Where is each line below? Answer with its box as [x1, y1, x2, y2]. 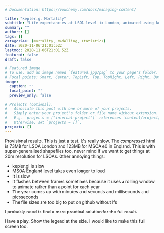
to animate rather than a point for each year [12, 184, 100, 190]
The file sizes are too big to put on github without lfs [12, 199, 117, 205]
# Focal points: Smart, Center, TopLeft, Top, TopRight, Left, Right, [5, 75, 152, 80]
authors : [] [5, 30, 29, 35]
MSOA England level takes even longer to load [12, 168, 105, 174]
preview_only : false [9, 93, 51, 98]
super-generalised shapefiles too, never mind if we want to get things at [5, 148, 150, 154]
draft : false [5, 57, 32, 62]
